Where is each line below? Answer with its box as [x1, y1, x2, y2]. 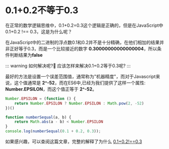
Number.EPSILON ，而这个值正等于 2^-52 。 [5, 86, 97, 92]
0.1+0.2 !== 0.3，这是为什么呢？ [5, 28, 73, 34]
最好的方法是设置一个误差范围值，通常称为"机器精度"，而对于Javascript [5, 73, 156, 79]
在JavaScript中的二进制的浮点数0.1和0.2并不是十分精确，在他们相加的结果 [5, 39, 160, 45]
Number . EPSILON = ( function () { [5, 96, 76, 101]
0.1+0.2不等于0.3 [5, 5, 79, 16]
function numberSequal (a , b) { [5, 115, 72, 120]
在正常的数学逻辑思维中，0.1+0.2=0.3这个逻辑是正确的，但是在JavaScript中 [5, 22, 163, 28]
